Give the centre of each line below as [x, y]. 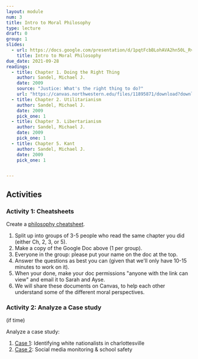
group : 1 [17, 39]
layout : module [25, 12]
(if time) [16, 321]
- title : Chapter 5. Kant [43, 143]
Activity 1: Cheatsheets [40, 211]
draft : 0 [17, 34]
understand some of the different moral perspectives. [80, 292]
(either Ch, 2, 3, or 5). [41, 242]
